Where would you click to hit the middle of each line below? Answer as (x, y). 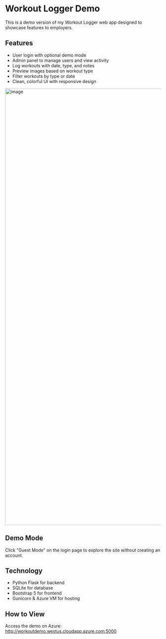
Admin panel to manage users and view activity (61, 60)
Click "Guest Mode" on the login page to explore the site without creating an (83, 550)
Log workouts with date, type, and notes (53, 65)
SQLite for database (33, 588)
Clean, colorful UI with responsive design (54, 81)
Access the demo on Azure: (33, 626)
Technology (24, 570)
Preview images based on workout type (53, 71)
